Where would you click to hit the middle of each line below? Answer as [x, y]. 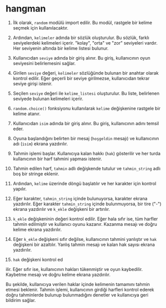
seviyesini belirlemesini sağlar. [44, 63]
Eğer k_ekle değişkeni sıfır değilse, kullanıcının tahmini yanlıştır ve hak [85, 239]
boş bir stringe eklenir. [36, 174]
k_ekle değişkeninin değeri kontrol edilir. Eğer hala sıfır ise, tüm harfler [85, 219]
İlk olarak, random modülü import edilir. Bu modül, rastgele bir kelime [82, 23]
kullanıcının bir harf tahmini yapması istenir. [57, 159]
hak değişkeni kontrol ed [38, 259]
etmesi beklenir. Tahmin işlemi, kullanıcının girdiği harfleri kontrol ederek [80, 289]
